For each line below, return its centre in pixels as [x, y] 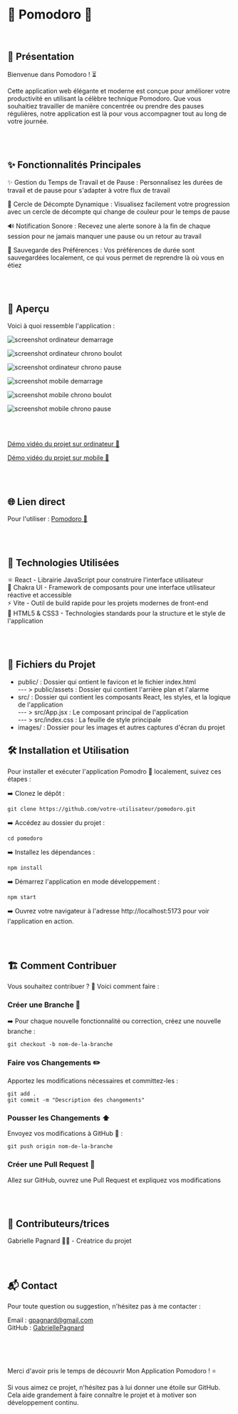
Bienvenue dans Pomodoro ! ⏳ [52, 74]
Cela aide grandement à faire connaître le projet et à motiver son [102, 1395]
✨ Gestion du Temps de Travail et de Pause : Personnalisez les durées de [115, 182]
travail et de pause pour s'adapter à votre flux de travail [89, 190]
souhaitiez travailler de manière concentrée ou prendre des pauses [106, 106]
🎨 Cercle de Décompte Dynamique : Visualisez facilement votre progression [119, 204]
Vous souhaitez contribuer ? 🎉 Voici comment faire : [83, 986]
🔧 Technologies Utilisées [63, 563]
